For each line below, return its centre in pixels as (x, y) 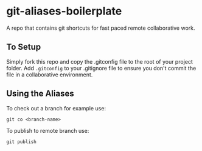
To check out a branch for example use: (56, 108)
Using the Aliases (40, 94)
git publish (21, 142)
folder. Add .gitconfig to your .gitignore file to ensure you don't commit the (101, 68)
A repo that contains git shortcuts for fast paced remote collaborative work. (101, 28)
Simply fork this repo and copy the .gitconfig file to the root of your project (100, 61)
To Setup (24, 47)
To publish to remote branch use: (48, 130)
